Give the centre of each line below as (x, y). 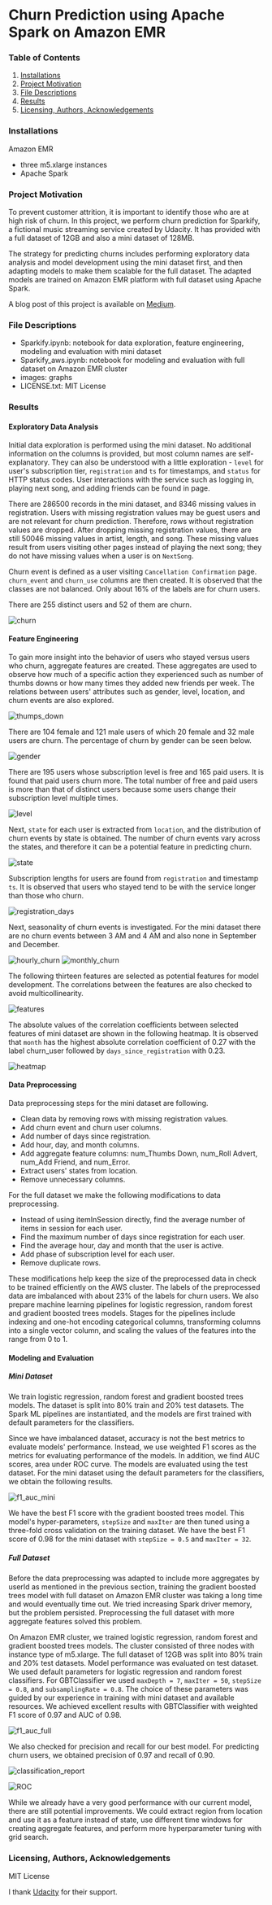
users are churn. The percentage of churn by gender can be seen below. (130, 740)
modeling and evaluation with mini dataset (91, 352)
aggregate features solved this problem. (76, 1622)
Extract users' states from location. (79, 1170)
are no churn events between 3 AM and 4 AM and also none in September (133, 935)
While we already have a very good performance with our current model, (130, 1802)
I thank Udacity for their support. (63, 1892)
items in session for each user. (71, 1228)
